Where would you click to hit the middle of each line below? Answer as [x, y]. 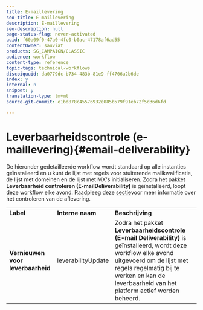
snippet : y [20, 91]
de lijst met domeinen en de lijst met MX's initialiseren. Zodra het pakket [96, 179]
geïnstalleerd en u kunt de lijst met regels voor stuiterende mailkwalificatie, [99, 173]
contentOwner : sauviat [35, 46]
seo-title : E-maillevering [40, 18]
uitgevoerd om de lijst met [151, 260]
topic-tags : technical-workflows [48, 68]
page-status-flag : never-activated [51, 34]
